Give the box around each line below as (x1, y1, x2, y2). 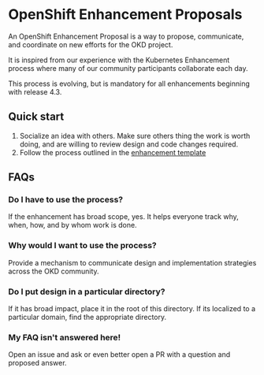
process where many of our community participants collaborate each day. (8, 63, 248, 72)
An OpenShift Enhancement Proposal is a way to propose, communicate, (8, 32, 244, 41)
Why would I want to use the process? (8, 240, 158, 251)
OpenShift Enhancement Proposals (8, 6, 243, 24)
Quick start (8, 110, 65, 124)
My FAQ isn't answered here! (8, 332, 121, 343)
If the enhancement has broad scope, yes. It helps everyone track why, (8, 212, 239, 221)
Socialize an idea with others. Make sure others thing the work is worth (19, 131, 251, 140)
